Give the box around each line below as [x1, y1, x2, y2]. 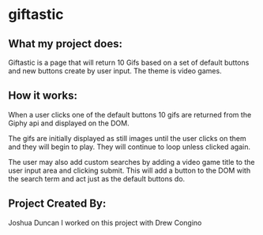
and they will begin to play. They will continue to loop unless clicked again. [8, 142, 251, 151]
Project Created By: [8, 197, 107, 211]
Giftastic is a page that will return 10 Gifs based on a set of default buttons [8, 58, 250, 67]
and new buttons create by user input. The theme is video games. [8, 66, 223, 76]
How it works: [8, 89, 77, 103]
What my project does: [8, 37, 122, 50]
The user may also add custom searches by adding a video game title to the [8, 157, 255, 166]
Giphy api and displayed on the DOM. [8, 118, 130, 128]
